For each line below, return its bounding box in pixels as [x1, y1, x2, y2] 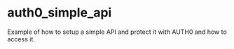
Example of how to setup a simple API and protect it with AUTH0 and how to [7, 28, 228, 36]
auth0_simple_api [7, 5, 112, 21]
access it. [7, 35, 35, 43]
